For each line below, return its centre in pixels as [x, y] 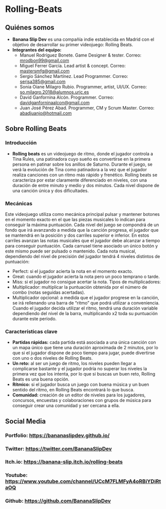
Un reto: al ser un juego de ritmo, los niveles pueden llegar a [74, 364]
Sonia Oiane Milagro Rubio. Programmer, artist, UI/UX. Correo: [83, 87]
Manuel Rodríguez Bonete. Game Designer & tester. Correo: [81, 55]
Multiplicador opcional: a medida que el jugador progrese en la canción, [86, 297]
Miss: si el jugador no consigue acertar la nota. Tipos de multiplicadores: [86, 282]
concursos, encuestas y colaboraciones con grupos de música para [82, 400]
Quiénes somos [30, 28]
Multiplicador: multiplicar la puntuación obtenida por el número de [80, 287]
